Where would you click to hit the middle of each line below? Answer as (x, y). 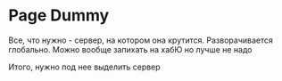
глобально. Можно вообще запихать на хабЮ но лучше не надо (130, 49)
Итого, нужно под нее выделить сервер (85, 67)
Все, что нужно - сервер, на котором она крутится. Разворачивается (141, 40)
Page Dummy (59, 16)
